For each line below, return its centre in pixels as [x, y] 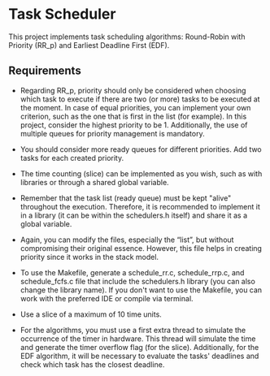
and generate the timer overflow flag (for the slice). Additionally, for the [139, 347]
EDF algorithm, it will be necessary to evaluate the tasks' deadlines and [139, 356]
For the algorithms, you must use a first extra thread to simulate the [133, 330]
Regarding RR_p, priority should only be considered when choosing [133, 90]
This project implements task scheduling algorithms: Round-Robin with [127, 37]
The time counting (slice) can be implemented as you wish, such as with [141, 173]
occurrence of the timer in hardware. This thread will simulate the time [138, 339]
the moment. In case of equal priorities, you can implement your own [135, 107]
